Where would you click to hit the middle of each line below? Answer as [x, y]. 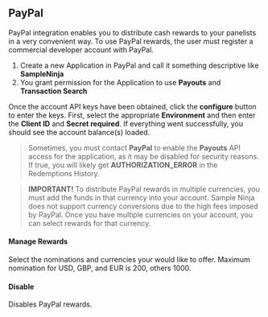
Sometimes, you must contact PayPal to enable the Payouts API [134, 147]
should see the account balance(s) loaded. [79, 132]
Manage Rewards [38, 241]
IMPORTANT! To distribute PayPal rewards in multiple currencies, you [144, 189]
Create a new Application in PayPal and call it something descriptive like [139, 65]
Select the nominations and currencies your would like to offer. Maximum [130, 260]
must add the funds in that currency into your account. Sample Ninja [141, 197]
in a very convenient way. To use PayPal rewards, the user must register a [131, 41]
